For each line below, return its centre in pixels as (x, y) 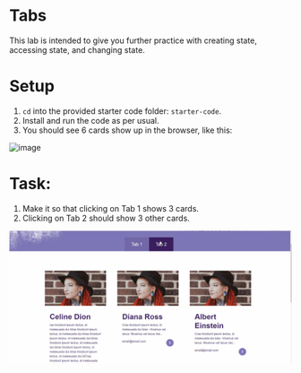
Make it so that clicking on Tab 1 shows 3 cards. (111, 208)
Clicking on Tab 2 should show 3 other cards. (106, 218)
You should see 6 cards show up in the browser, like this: (127, 130)
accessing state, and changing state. (77, 49)
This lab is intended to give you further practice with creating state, (133, 40)
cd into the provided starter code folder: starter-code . (122, 111)
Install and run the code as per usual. (90, 120)
